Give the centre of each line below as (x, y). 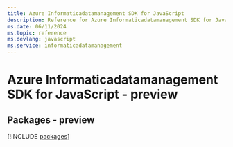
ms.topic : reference (37, 33)
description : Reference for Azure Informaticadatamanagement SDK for (110, 20)
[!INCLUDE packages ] (38, 136)
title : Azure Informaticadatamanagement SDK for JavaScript (96, 13)
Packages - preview (51, 120)
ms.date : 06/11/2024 (37, 26)
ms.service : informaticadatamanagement (65, 46)
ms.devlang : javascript (42, 39)
